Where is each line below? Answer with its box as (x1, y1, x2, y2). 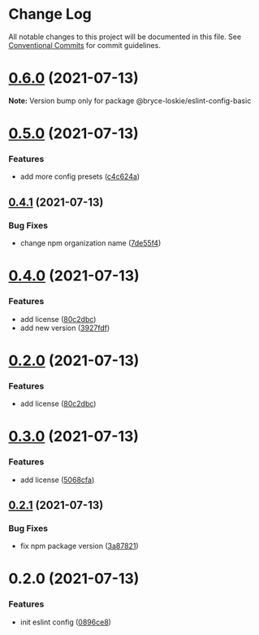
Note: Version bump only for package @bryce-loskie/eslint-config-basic (8, 95, 252, 106)
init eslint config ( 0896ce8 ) (19, 617, 112, 627)
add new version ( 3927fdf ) (19, 323, 110, 333)
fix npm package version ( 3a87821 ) (19, 541, 140, 551)
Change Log (8, 5, 92, 24)
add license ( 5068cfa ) (19, 475, 95, 485)
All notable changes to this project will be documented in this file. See (8, 32, 242, 41)
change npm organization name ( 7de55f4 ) (19, 238, 162, 248)
